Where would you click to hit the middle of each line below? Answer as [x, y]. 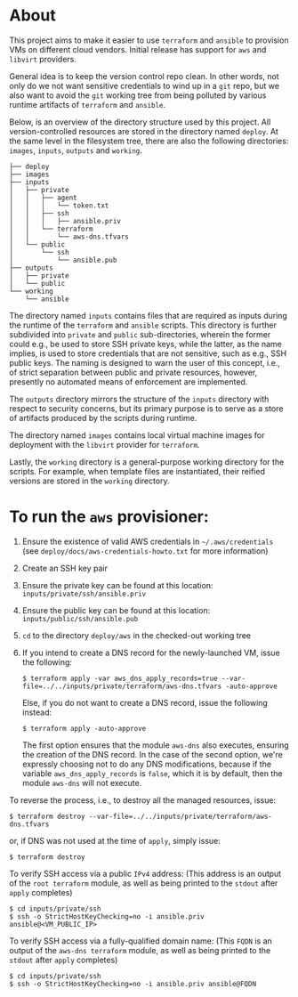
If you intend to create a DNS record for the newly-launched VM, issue [151, 653]
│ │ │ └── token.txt [59, 206]
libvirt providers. [43, 59]
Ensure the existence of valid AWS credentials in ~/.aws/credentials [148, 541]
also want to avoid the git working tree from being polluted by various [138, 95]
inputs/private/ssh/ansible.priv [84, 594]
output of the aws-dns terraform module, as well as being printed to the [140, 950]
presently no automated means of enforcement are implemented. [129, 381]
